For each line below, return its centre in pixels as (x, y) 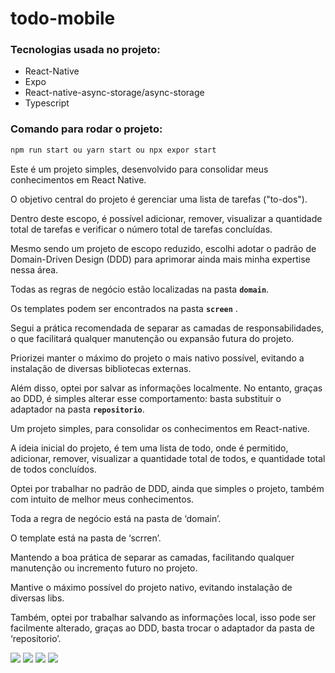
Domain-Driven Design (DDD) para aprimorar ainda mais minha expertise (160, 259)
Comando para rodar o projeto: (86, 129)
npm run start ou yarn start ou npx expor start (113, 150)
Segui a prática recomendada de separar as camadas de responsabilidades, (167, 328)
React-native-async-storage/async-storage (114, 93)
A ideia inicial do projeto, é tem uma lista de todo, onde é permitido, (149, 448)
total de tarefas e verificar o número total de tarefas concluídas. (141, 229)
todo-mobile (63, 18)
